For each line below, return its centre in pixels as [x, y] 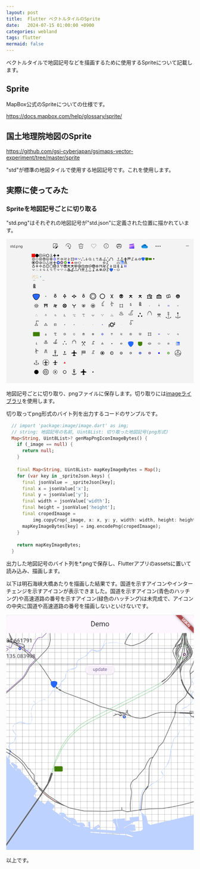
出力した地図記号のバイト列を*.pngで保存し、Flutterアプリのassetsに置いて [99, 564]
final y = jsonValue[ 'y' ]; [55, 495]
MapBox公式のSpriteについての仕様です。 [57, 104]
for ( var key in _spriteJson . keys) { [64, 476]
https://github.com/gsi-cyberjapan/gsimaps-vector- [70, 151]
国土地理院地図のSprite [49, 136]
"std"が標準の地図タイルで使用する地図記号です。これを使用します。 [90, 169]
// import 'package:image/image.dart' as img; [70, 426]
